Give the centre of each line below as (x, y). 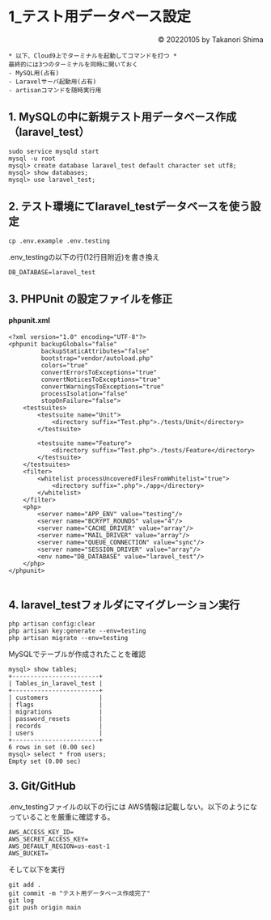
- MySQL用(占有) (34, 73)
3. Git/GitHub (42, 786)
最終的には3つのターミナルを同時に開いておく (74, 64)
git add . (25, 884)
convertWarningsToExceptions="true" (102, 387)
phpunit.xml (30, 320)
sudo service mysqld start (54, 151)
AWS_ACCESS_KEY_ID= (41, 832)
